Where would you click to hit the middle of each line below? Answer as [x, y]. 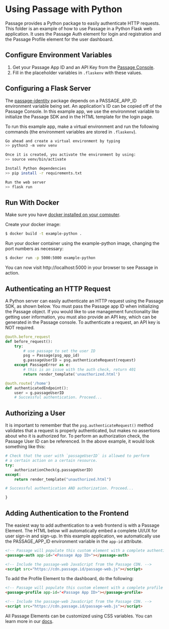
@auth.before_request [28, 337]
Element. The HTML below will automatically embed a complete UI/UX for [81, 530]
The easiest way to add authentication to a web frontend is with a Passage [82, 525]
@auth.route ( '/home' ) [28, 383]
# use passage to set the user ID [59, 351]
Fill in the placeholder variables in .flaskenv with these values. [77, 73]
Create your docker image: [33, 225]
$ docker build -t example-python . [44, 234]
